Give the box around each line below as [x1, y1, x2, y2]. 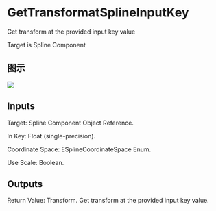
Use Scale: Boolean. [7, 158, 64, 166]
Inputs [7, 101, 36, 112]
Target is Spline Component [7, 40, 86, 49]
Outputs [7, 178, 43, 190]
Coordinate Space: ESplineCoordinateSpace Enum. [7, 145, 152, 153]
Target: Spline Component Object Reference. [7, 119, 134, 127]
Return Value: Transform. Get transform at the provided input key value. [7, 197, 209, 205]
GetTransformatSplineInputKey [7, 5, 189, 21]
